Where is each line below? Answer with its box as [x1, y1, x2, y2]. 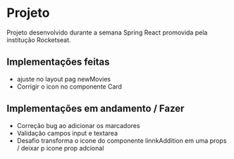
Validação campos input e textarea [16, 129, 118, 137]
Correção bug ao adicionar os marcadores [16, 121, 140, 129]
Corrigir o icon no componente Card [16, 82, 123, 91]
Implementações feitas [6, 56, 110, 68]
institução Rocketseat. [6, 35, 71, 44]
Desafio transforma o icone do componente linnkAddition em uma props [16, 136, 227, 145]
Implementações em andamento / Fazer [6, 103, 185, 115]
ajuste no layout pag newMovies [16, 75, 111, 83]
